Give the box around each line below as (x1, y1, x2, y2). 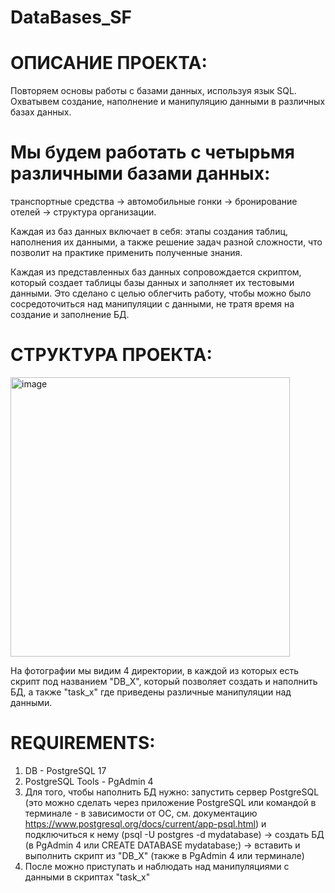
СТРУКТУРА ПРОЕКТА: (10, 344, 213, 366)
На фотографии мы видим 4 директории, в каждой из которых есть (10, 665, 299, 676)
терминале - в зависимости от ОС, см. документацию (24, 807, 258, 819)
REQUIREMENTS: (10, 732, 156, 755)
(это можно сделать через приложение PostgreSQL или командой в (24, 796, 317, 808)
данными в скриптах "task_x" (24, 871, 151, 883)
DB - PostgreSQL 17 (24, 764, 107, 776)
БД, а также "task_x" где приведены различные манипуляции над (10, 686, 292, 698)
